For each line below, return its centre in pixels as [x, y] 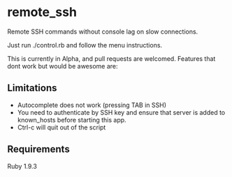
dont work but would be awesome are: [63, 66]
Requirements [38, 149]
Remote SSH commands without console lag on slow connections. [103, 31]
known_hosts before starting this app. [72, 120]
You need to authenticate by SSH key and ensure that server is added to [121, 112]
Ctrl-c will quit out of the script [61, 127]
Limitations [32, 88]
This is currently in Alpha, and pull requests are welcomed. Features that [111, 58]
